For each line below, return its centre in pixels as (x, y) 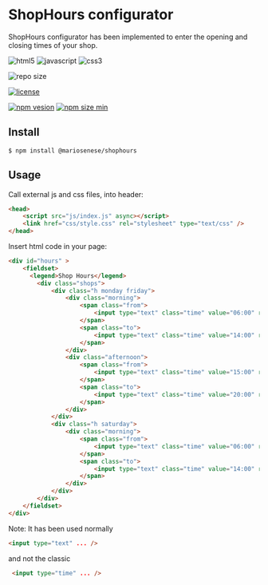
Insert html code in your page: (58, 247)
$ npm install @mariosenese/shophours (73, 150)
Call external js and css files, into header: (76, 194)
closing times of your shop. (53, 45)
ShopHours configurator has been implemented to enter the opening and (128, 37)
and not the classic (39, 558)
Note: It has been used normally (61, 528)
